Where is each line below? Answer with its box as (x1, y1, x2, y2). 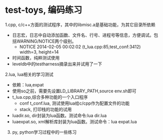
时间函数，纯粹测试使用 (12, 55, 60, 60)
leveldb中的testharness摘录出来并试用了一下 (12, 61, 102, 67)
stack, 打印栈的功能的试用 (19, 106, 72, 112)
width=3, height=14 (19, 49, 59, 55)
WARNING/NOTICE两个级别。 (16, 38, 77, 44)
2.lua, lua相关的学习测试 (5, 71, 54, 77)
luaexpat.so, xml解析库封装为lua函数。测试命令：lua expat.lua (12, 118, 137, 124)
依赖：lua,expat (12, 82, 44, 87)
